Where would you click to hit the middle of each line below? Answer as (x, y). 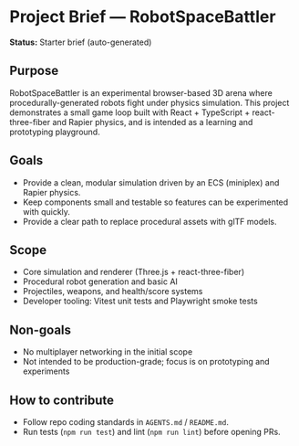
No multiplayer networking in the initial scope (108, 352)
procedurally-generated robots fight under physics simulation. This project (149, 102)
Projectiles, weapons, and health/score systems (113, 292)
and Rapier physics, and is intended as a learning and (153, 122)
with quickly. (46, 211)
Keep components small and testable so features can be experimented (155, 202)
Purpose (34, 71)
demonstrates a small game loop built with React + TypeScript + (130, 112)
